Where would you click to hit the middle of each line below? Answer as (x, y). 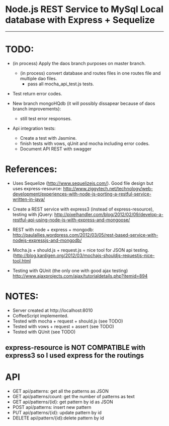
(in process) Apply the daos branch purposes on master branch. (79, 63)
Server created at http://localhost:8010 (53, 310)
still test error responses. (46, 118)
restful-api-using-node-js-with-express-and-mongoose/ (71, 220)
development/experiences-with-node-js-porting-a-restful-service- (82, 194)
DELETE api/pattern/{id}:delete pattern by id (58, 418)
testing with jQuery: (33, 214)
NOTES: (22, 296)
